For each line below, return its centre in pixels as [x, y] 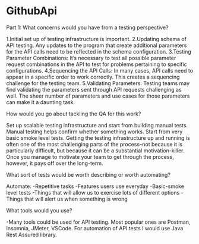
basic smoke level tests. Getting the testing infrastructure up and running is [98, 137]
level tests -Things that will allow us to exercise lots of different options [93, 192]
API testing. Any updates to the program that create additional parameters [97, 45]
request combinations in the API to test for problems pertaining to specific [97, 64]
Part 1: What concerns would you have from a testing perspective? [87, 27]
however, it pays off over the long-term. [55, 163]
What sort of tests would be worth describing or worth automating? [89, 174]
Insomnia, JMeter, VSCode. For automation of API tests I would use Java [95, 228]
